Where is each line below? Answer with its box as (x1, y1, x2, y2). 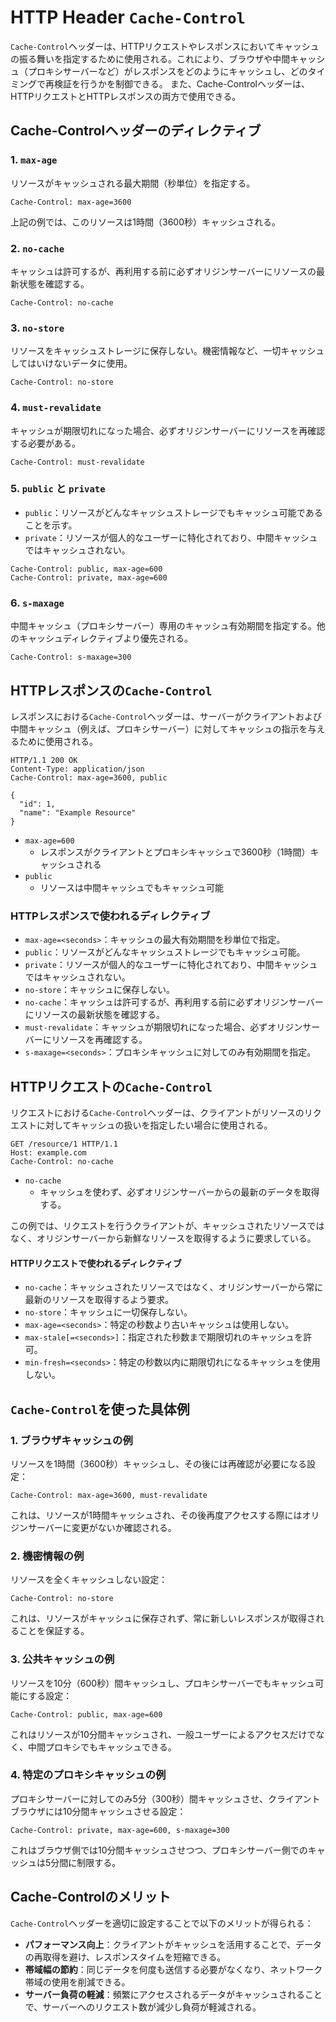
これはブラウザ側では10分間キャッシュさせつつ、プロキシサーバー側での (10, 1844, 308, 1856)
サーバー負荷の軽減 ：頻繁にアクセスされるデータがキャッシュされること (24, 1988, 323, 2000)
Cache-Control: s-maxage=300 (10, 652, 132, 663)
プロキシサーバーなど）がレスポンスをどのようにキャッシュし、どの (27, 65, 308, 77)
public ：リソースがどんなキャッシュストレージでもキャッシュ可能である (24, 506, 323, 518)
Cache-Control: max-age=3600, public (10, 772, 168, 783)
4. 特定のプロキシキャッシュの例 (10, 1768, 167, 1782)
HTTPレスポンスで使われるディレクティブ (10, 909, 211, 923)
